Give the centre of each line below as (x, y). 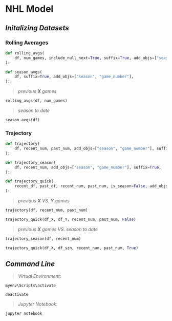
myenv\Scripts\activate (31, 286)
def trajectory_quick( (29, 181)
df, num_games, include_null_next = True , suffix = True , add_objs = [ (86, 58)
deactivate (17, 295)
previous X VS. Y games (44, 201)
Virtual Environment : (39, 276)
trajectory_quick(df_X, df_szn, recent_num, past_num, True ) (72, 248)
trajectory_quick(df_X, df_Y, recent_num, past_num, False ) (71, 219)
